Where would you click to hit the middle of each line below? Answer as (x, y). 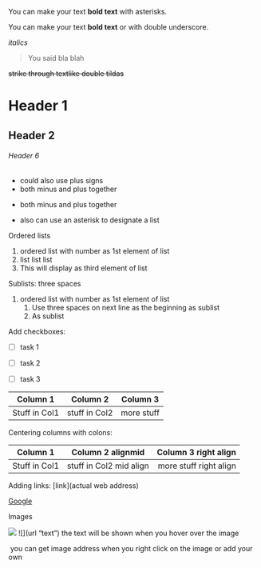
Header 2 (32, 135)
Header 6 (24, 156)
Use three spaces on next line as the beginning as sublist (126, 307)
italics (18, 42)
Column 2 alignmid (108, 452)
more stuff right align (197, 466)
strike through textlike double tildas (66, 74)
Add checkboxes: (37, 331)
